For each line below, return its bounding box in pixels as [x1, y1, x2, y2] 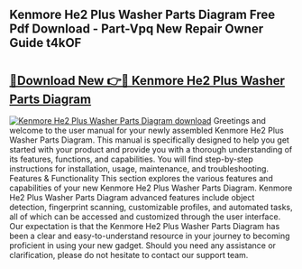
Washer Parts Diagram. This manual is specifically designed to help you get [9, 134, 290, 145]
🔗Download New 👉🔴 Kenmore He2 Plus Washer [9, 72, 286, 88]
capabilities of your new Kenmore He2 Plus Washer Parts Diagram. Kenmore [9, 182, 293, 193]
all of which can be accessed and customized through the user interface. [9, 211, 281, 222]
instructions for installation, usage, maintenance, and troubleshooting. [9, 163, 269, 174]
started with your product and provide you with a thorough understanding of [9, 144, 293, 154]
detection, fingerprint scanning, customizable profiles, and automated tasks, [9, 202, 293, 212]
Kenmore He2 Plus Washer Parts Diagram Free [9, 7, 276, 23]
